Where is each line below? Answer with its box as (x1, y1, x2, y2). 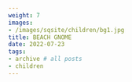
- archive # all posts (8, 55, 82, 63)
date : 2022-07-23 (8, 41, 65, 48)
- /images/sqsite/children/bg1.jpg (8, 26, 125, 34)
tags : (8, 48, 26, 55)
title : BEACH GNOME (8, 33, 72, 41)
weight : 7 (8, 11, 41, 20)
